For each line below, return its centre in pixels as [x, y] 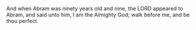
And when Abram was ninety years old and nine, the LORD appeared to [95, 9]
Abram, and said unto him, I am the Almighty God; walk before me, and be [98, 15]
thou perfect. [23, 21]
